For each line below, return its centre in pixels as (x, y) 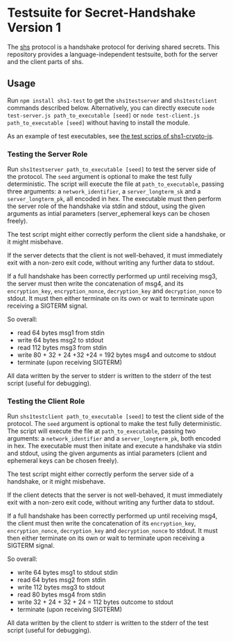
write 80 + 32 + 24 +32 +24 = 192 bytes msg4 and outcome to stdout (116, 355)
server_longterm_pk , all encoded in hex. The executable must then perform (114, 199)
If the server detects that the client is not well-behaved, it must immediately (115, 255)
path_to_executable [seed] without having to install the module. (98, 122)
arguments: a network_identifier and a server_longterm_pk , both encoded (114, 438)
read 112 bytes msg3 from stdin (62, 348)
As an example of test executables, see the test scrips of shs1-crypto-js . (111, 136)
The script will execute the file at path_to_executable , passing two (102, 431)
